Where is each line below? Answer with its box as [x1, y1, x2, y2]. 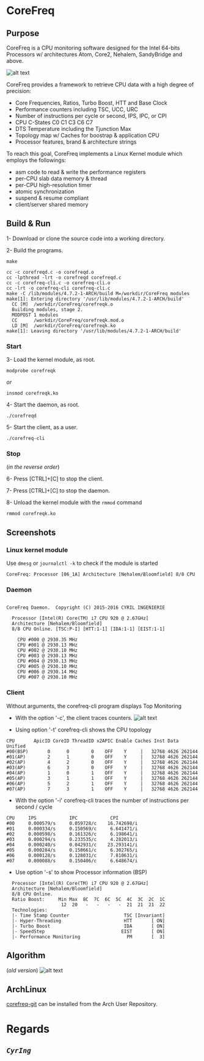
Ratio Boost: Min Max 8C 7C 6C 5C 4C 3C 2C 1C [12, 896, 166, 902]
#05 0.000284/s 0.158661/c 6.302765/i [6, 847, 138, 853]
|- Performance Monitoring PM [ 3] [12, 933, 166, 940]
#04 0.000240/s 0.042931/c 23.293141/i [6, 842, 138, 848]
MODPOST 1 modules [12, 312, 59, 318]
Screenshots [6, 527, 56, 538]
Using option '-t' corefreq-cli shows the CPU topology [15, 725, 151, 733]
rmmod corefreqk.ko [6, 511, 56, 517]
